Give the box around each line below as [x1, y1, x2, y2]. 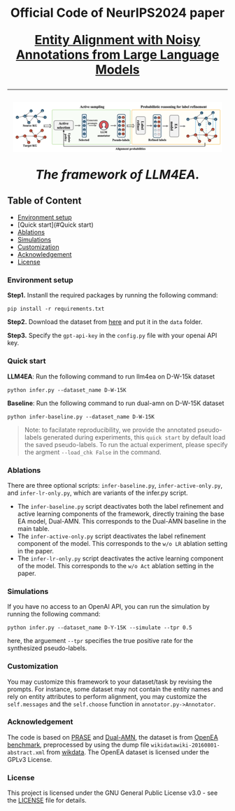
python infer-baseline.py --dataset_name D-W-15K [7, 413, 155, 421]
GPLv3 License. [7, 755, 52, 763]
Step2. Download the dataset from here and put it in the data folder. [7, 318, 203, 326]
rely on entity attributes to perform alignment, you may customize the [7, 692, 208, 700]
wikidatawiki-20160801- [150, 742, 220, 749]
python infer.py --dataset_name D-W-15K [7, 386, 127, 393]
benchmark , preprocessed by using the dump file [7, 740, 150, 749]
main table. [17, 524, 50, 533]
